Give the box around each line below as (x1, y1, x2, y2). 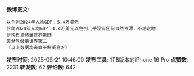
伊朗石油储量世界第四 (6, 32, 52, 38)
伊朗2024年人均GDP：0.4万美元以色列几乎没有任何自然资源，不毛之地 (6, 25, 156, 31)
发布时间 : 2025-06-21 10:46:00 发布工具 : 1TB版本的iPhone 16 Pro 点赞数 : (6, 56, 189, 63)
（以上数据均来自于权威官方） (6, 45, 70, 51)
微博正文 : (6, 6, 30, 13)
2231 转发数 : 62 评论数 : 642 (6, 63, 76, 71)
